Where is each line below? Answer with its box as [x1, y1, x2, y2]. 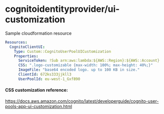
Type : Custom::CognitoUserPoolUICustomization [14, 49, 111, 54]
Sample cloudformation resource [5, 30, 72, 36]
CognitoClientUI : [9, 44, 45, 49]
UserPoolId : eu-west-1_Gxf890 [18, 76, 80, 81]
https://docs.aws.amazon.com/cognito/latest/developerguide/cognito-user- [5, 98, 159, 104]
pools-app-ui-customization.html [5, 104, 72, 110]
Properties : [14, 53, 38, 59]
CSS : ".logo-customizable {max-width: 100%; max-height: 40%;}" [18, 63, 153, 68]
